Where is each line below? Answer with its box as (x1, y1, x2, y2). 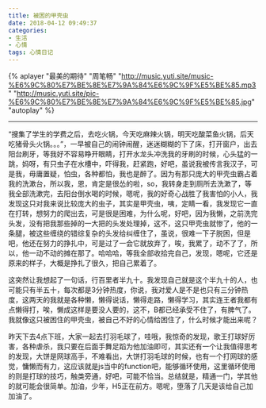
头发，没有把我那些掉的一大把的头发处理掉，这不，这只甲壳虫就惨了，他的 (8, 219, 251, 228)
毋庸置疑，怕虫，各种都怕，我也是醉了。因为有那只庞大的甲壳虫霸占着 (28, 169, 258, 179)
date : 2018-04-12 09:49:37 (8, 19, 97, 27)
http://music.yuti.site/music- (121, 71, 214, 80)
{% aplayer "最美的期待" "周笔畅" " (8, 71, 122, 80)
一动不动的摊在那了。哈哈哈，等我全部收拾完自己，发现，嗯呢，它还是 (28, 248, 258, 258)
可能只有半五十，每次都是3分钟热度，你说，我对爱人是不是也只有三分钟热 (8, 285, 249, 294)
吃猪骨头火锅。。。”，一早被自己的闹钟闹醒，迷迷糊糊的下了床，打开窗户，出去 (8, 140, 258, 148)
